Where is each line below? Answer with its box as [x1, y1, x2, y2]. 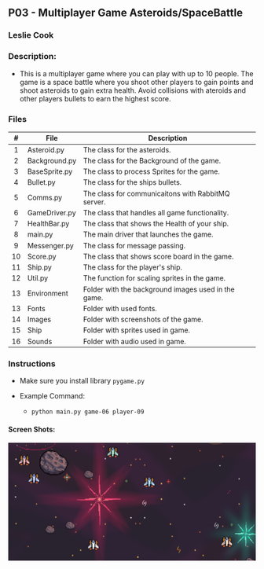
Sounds [27, 336, 53, 346]
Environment [27, 288, 68, 298]
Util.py [27, 273, 49, 283]
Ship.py [27, 262, 53, 272]
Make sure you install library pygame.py [19, 376, 145, 386]
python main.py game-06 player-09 [31, 408, 145, 416]
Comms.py [27, 193, 63, 203]
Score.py [27, 251, 57, 261]
